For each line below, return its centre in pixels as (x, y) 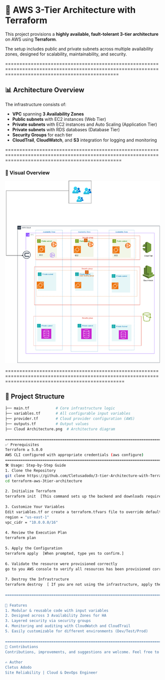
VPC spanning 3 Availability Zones (48, 114)
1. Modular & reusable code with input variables (57, 610)
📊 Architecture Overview (45, 90)
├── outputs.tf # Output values (47, 424)
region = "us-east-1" (27, 517)
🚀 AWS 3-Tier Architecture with (70, 10)
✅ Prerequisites (22, 445)
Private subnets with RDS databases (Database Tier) (66, 129)
